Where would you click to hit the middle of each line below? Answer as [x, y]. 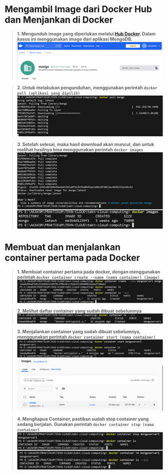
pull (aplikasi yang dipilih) [49, 93]
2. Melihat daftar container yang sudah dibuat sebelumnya [79, 311]
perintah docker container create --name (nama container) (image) [88, 277]
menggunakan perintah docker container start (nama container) [86, 337]
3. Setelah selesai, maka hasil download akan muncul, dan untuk [86, 144]
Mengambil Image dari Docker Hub [78, 9]
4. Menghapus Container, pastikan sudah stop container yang [83, 419]
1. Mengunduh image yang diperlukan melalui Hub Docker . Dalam [86, 34]
